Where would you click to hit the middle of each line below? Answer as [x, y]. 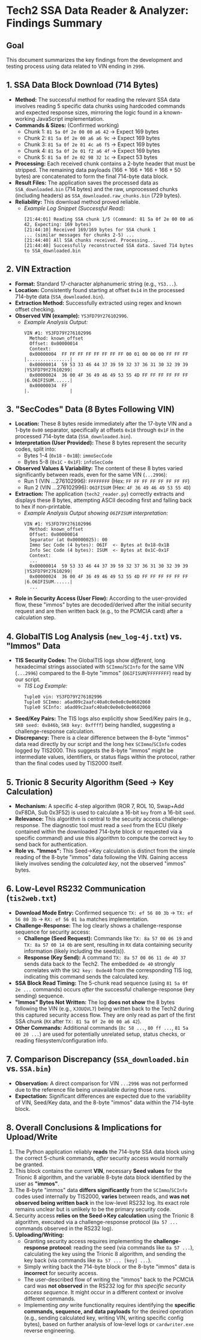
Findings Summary [54, 23]
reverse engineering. [49, 1330]
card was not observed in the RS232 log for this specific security [105, 1286]
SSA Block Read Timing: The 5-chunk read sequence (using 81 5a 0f [101, 983]
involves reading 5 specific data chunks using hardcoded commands [100, 106]
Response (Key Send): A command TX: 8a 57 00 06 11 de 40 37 [105, 957]
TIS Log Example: [46, 686]
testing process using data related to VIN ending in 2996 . [76, 66]
